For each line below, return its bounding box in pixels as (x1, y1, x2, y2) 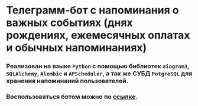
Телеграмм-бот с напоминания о (6, 4, 179, 17)
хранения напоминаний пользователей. (6, 77, 129, 85)
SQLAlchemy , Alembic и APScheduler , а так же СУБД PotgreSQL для (6, 69, 193, 78)
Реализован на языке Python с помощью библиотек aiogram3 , (6, 62, 190, 71)
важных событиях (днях (6, 16, 133, 29)
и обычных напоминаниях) (6, 41, 147, 55)
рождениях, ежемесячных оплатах (6, 29, 190, 42)
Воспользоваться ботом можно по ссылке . (6, 92, 138, 101)
